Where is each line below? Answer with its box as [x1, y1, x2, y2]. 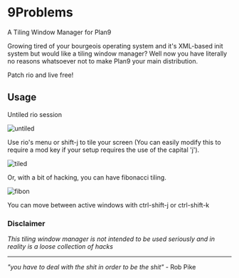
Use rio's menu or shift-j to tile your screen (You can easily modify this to [7, 138, 222, 146]
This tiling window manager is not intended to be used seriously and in [7, 235, 216, 243]
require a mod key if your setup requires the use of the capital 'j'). [7, 145, 200, 154]
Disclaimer [7, 218, 46, 228]
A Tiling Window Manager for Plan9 [7, 28, 112, 36]
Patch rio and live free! [7, 71, 74, 79]
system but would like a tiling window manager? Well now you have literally [7, 49, 228, 58]
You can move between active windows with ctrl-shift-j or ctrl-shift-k [7, 200, 210, 209]
